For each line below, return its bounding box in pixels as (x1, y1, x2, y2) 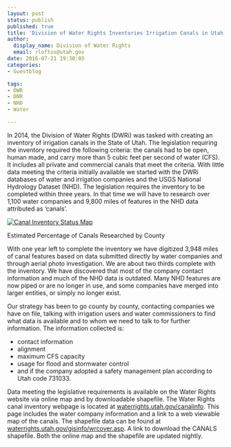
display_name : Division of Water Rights (13, 42, 131, 49)
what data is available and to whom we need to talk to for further (7, 316, 191, 325)
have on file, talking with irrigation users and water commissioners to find (7, 309, 216, 318)
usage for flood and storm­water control (17, 359, 130, 368)
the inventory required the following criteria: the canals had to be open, (7, 146, 209, 154)
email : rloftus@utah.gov (13, 49, 85, 56)
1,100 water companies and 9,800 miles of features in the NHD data (7, 197, 199, 205)
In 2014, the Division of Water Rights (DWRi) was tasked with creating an (7, 131, 213, 139)
